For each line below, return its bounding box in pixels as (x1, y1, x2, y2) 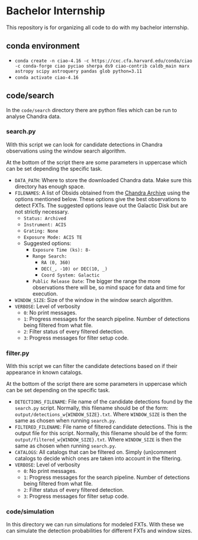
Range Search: (32, 253, 67, 259)
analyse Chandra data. (6, 113, 61, 120)
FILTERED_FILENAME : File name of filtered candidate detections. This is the (14, 423, 193, 431)
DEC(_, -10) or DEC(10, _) (41, 266, 108, 272)
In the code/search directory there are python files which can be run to (6, 106, 177, 113)
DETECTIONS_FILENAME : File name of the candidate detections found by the (14, 398, 193, 405)
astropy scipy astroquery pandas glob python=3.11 (14, 68, 142, 74)
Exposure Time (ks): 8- (32, 247, 91, 253)
